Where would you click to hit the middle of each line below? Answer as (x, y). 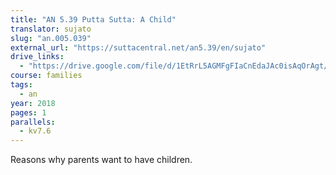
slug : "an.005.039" (51, 38)
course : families (46, 76)
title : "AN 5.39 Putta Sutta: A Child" (93, 19)
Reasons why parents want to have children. (101, 160)
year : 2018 (33, 103)
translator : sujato (51, 29)
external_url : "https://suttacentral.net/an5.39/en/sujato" (138, 47)
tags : (21, 85)
